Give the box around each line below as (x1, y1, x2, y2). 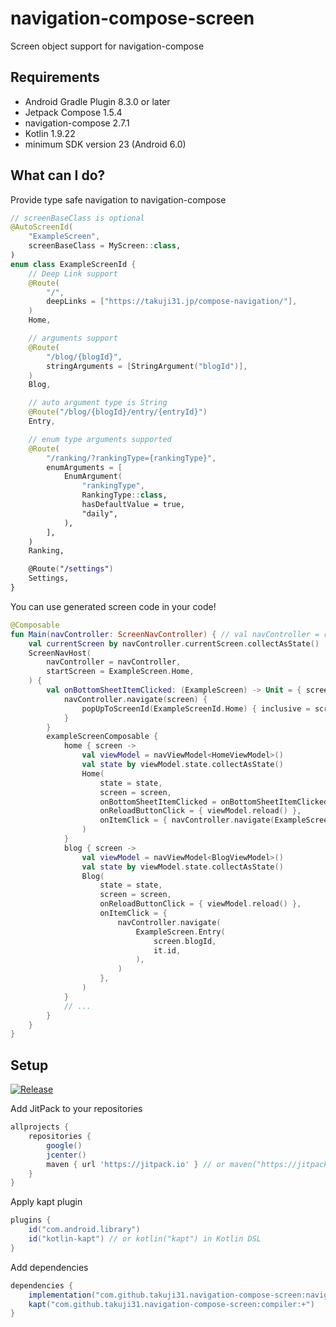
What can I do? (10, 167, 106, 184)
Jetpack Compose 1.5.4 (24, 106, 123, 118)
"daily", (81, 508, 118, 519)
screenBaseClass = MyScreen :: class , (28, 241, 182, 251)
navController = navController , (46, 657, 182, 667)
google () (46, 1140, 83, 1151)
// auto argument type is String (28, 398, 168, 408)
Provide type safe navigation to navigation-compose (10, 193, 227, 206)
